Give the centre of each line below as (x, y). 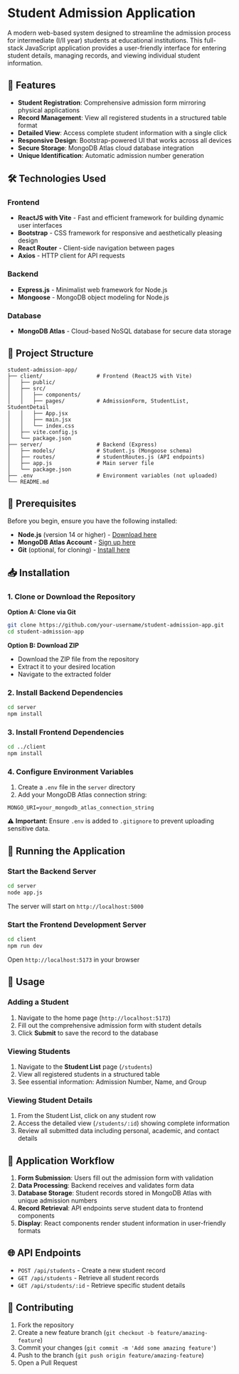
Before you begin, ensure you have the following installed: (92, 521)
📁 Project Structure (51, 353)
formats (29, 1231)
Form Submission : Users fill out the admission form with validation (116, 1178)
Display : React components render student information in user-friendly (122, 1223)
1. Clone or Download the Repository (71, 597)
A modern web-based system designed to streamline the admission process (119, 33)
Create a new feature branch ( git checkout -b (86, 1332)
